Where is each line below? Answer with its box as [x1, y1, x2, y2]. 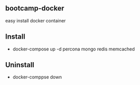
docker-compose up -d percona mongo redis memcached [12, 46, 135, 52]
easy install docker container [5, 17, 66, 23]
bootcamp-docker [5, 4, 65, 13]
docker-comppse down [12, 74, 62, 80]
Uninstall [5, 61, 35, 69]
